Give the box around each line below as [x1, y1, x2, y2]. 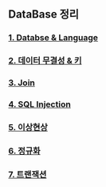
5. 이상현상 [8, 122, 48, 132]
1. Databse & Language [8, 32, 98, 43]
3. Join [8, 77, 36, 88]
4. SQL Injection [8, 99, 72, 110]
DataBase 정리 [8, 7, 80, 22]
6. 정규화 [8, 145, 41, 157]
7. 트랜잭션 [8, 169, 47, 180]
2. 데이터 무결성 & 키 [8, 55, 82, 67]
